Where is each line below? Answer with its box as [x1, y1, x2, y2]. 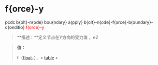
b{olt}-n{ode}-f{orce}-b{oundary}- [84, 19, 153, 25]
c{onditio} [5, 24, 25, 30]
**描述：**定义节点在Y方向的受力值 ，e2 [16, 34, 98, 40]
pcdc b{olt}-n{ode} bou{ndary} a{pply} [5, 19, 83, 25]
